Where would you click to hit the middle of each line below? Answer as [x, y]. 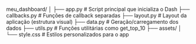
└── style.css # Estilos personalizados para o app [68, 34]
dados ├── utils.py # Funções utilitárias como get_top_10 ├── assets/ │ [94, 28]
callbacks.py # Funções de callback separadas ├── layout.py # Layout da [97, 15]
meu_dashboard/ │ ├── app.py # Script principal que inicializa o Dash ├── [98, 9]
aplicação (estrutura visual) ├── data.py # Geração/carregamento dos [92, 22]
